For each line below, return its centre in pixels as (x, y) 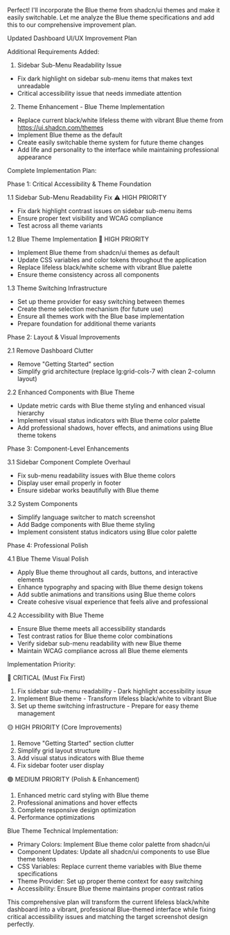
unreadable (34, 86)
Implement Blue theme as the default (70, 135)
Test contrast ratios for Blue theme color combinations (95, 636)
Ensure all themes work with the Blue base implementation (101, 316)
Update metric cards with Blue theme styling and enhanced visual (111, 406)
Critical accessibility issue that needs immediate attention (99, 93)
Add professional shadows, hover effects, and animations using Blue (115, 428)
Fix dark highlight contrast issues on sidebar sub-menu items (105, 211)
